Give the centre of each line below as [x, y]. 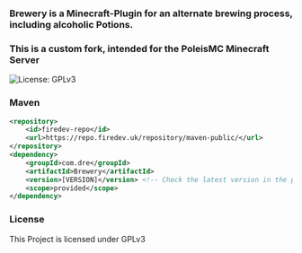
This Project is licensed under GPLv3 [77, 239]
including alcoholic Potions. [71, 24]
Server [25, 59]
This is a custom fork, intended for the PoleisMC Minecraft [139, 48]
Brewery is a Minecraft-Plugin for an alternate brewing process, [151, 13]
